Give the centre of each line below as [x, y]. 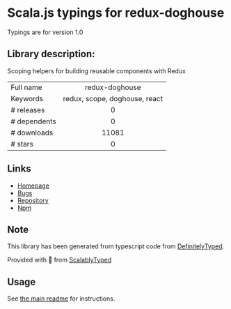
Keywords [27, 98]
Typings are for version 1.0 [45, 32]
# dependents [34, 121]
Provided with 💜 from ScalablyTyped [59, 260]
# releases [28, 110]
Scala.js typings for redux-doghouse [116, 13]
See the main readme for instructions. [61, 299]
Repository [33, 200]
